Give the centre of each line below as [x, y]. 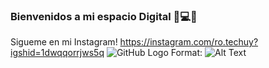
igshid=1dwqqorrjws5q [57, 53]
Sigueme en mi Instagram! [64, 42]
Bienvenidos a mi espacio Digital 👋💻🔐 [104, 16]
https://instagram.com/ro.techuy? [189, 42]
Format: [186, 53]
